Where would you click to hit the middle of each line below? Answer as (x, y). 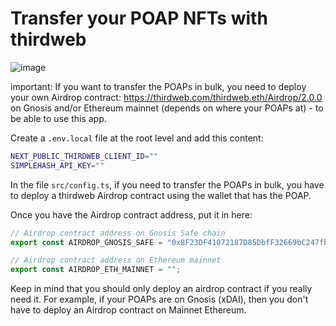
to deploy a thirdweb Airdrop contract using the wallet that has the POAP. (161, 195)
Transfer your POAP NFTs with (139, 18)
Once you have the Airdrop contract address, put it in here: (131, 214)
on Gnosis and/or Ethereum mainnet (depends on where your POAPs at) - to (167, 108)
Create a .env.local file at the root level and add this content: (137, 138)
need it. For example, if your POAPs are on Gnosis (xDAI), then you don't (159, 299)
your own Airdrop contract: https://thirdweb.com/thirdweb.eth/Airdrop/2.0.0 (166, 97)
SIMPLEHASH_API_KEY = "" (57, 165)
